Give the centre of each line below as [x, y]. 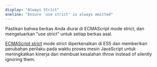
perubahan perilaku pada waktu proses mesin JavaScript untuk [71, 49]
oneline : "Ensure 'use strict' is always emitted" [59, 14]
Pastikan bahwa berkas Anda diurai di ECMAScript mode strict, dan [75, 28]
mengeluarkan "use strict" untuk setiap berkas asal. [59, 34]
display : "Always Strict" [32, 10]
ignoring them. [20, 59]
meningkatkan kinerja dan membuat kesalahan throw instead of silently [78, 54]
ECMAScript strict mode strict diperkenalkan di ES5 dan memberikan [76, 43]
